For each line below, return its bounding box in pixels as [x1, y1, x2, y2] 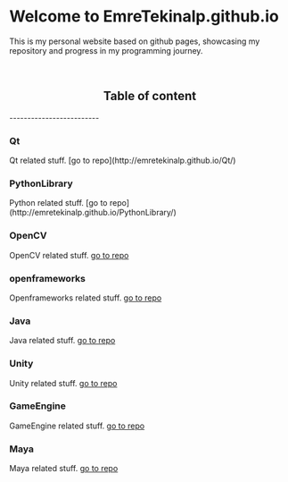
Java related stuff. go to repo [9, 335, 116, 346]
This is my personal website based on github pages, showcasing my [9, 36, 260, 47]
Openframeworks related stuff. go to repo [9, 292, 162, 303]
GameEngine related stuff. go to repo [9, 420, 145, 431]
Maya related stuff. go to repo [9, 463, 119, 474]
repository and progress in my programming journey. [9, 45, 203, 55]
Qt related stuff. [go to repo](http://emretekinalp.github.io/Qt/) [9, 155, 236, 166]
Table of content [103, 89, 197, 104]
